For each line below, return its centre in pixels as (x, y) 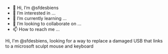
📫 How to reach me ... (36, 29)
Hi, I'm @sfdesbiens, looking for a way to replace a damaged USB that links (84, 41)
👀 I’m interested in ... (34, 13)
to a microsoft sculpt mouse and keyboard (49, 46)
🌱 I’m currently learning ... (40, 18)
